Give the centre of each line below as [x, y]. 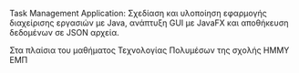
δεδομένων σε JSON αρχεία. [65, 32]
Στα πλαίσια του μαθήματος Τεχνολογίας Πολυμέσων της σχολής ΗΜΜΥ [149, 50]
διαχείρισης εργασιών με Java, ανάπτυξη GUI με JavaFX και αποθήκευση [149, 23]
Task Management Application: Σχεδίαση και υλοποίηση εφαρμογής [138, 13]
